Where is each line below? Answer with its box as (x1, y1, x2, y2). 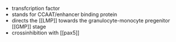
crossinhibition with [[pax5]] (11, 29, 80, 36)
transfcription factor (11, 5, 60, 12)
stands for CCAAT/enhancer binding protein (11, 11, 118, 18)
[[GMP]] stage (11, 23, 46, 30)
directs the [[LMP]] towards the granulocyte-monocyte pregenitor (11, 17, 171, 24)
